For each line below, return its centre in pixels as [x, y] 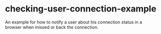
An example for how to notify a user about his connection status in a [74, 22]
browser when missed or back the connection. [52, 27]
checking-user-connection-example [81, 9]
